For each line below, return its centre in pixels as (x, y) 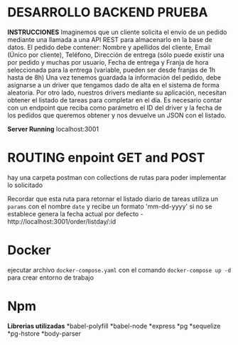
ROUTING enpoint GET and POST (106, 158)
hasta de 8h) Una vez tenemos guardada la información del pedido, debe (114, 77)
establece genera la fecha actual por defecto (73, 213)
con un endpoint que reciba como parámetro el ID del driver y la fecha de (115, 107)
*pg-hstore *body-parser (44, 333)
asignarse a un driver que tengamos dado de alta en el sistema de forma (114, 85)
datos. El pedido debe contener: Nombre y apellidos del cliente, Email (109, 47)
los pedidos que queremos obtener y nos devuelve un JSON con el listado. (117, 115)
